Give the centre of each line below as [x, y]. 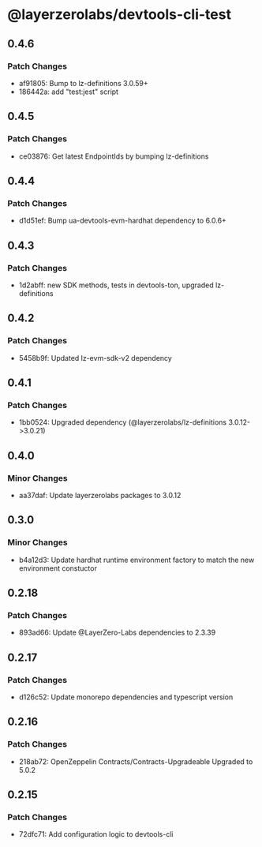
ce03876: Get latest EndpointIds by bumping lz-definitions [114, 156]
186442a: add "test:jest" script [69, 92]
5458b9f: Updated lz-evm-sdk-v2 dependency [95, 358]
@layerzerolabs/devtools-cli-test [120, 15]
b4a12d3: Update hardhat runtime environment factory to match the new [137, 560]
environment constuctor [58, 568]
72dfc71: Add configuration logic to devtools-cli [96, 834]
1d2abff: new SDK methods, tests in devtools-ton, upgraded [116, 285]
